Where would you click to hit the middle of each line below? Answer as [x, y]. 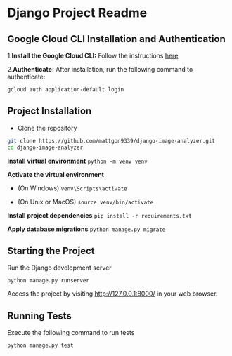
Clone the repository [47, 128]
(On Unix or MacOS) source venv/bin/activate [85, 202]
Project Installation [50, 111]
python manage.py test [40, 345]
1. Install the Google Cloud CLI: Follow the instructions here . [94, 55]
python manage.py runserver [49, 281]
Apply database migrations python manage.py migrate [86, 229]
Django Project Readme [77, 13]
